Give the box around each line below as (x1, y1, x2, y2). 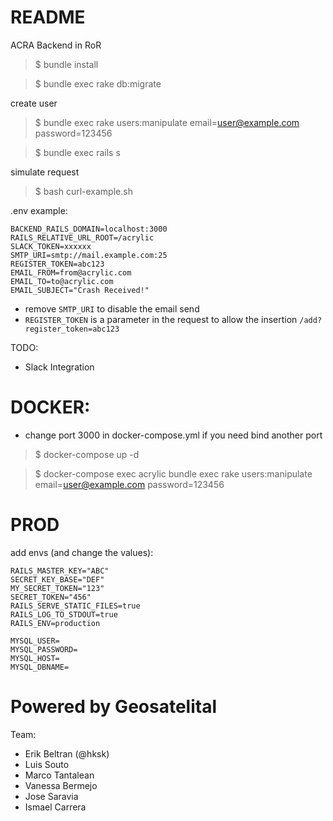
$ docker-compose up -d (34, 448, 140, 460)
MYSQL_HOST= (10, 653, 60, 663)
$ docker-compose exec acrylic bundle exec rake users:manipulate (34, 467, 313, 480)
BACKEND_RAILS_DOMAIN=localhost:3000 (10, 224, 168, 234)
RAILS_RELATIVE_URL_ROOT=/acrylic (10, 232, 155, 243)
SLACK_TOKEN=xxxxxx (10, 241, 92, 251)
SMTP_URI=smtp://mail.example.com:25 (10, 250, 168, 260)
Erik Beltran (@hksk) (24, 747, 110, 760)
